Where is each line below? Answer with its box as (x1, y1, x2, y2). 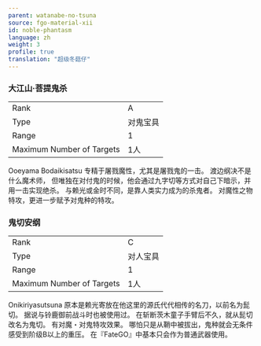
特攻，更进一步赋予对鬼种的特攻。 (8, 196, 119, 205)
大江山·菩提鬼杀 (8, 83, 68, 94)
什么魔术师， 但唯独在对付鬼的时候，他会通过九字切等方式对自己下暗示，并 (8, 176, 252, 186)
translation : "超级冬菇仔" (8, 56, 90, 64)
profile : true (8, 48, 55, 56)
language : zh (8, 33, 51, 42)
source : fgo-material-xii (8, 19, 93, 27)
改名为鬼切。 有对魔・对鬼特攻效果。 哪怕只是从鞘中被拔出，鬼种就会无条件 (8, 320, 253, 329)
